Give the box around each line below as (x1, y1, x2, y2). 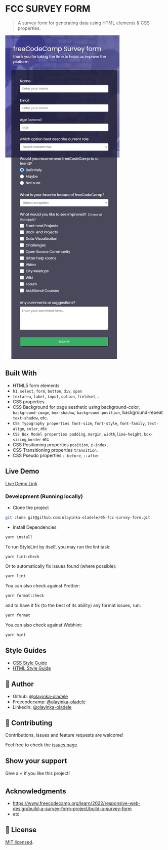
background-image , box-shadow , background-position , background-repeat (12, 409, 163, 415)
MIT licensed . (5, 839, 34, 845)
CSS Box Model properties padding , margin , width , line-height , (12, 431, 143, 437)
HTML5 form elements (12, 382, 60, 389)
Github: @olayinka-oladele (12, 693, 68, 699)
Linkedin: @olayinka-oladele (12, 704, 72, 710)
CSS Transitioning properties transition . (12, 447, 98, 453)
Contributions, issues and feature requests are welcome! (5, 732, 123, 738)
